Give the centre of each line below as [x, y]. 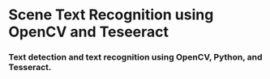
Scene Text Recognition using [111, 15]
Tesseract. [30, 68]
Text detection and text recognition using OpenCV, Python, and [135, 57]
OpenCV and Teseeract [88, 32]
